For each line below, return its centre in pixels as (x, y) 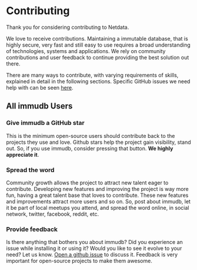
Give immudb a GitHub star (45, 123)
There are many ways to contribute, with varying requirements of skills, (92, 75)
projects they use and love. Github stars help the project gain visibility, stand (98, 142)
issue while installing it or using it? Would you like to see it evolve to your (94, 248)
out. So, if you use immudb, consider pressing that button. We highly (90, 148)
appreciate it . (23, 154)
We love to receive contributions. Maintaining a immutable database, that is (97, 38)
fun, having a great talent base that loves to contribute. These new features (97, 195)
